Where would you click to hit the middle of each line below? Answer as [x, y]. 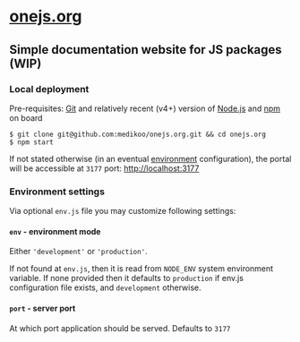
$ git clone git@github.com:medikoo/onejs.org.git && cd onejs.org [138, 134]
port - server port [43, 308]
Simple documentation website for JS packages [146, 50]
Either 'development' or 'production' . [78, 252]
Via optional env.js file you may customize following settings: [123, 211]
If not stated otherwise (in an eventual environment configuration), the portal [150, 158]
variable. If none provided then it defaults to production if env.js [127, 278]
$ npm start [31, 142]
